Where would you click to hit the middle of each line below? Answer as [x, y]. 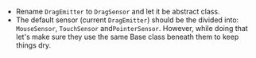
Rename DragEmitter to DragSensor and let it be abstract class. [118, 12]
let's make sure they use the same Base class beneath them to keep [127, 37]
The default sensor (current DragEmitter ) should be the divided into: [127, 20]
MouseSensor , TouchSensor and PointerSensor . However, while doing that [132, 28]
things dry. [33, 45]
